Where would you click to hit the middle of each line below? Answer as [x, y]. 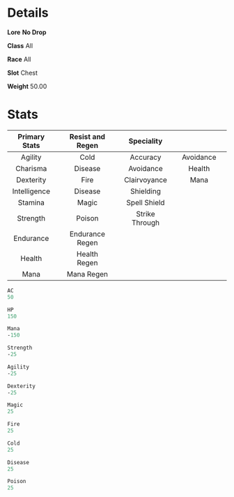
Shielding [146, 191]
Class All [20, 45]
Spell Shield [146, 202]
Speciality [146, 141]
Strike [145, 214]
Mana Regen [87, 274]
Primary [31, 136]
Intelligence [31, 191]
